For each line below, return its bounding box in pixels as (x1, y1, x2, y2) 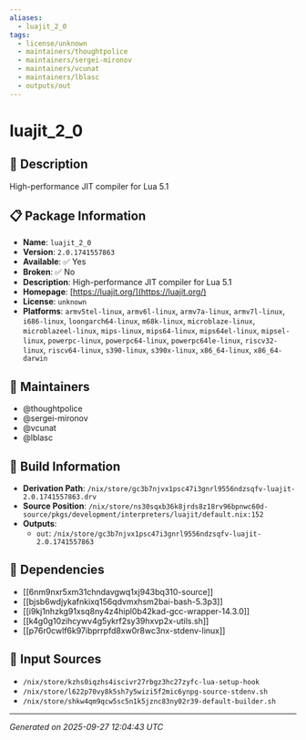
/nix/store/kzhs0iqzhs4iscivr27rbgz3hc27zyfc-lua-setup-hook (22, 677, 260, 686)
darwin (22, 355, 48, 364)
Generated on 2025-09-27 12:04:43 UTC (9, 721, 164, 732)
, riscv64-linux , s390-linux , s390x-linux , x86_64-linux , (43, 344, 252, 355)
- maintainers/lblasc (17, 73, 100, 82)
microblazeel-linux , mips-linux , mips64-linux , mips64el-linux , (22, 325, 260, 336)
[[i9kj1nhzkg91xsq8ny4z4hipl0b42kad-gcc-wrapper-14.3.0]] (22, 605, 250, 616)
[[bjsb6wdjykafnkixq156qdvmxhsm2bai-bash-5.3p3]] (22, 596, 223, 607)
